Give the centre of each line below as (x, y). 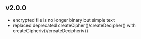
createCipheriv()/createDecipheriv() (50, 31)
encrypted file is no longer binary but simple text (64, 20)
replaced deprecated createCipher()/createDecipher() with (74, 25)
